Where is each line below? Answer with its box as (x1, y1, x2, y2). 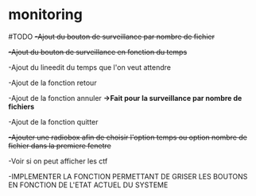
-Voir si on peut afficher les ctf (8, 156, 108, 166)
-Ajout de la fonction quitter (8, 117, 99, 126)
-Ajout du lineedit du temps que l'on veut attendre (8, 62, 171, 72)
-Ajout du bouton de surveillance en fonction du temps (8, 47, 188, 56)
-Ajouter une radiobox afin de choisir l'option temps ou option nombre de (8, 133, 248, 142)
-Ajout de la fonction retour (8, 78, 97, 87)
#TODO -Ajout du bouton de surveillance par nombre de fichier (8, 32, 215, 41)
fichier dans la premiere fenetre (8, 140, 111, 150)
